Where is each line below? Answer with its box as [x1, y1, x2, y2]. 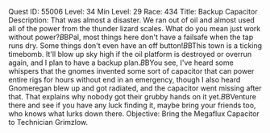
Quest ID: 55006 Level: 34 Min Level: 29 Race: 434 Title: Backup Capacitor [8, 7, 258, 16]
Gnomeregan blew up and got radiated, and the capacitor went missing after [8, 83, 262, 93]
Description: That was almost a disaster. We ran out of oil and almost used [8, 15, 255, 25]
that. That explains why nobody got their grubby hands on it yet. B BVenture [8, 92, 256, 101]
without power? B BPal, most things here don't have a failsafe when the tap [8, 32, 254, 42]
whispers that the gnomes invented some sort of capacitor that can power [8, 66, 255, 75]
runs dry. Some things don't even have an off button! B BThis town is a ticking [8, 41, 263, 50]
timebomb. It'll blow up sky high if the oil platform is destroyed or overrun [8, 50, 252, 58]
